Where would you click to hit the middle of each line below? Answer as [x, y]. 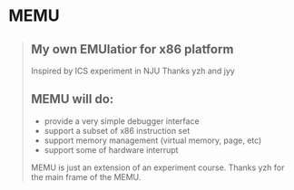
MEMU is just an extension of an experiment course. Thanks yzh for [157, 167]
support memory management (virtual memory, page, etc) [153, 140]
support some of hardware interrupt [111, 149]
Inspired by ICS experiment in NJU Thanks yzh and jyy [132, 71]
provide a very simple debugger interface [122, 121]
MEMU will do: [72, 99]
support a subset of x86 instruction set [117, 130]
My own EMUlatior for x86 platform [132, 49]
